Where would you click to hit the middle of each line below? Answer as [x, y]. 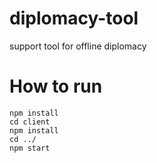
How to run [56, 86]
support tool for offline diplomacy [78, 46]
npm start [30, 148]
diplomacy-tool [74, 18]
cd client [30, 122]
